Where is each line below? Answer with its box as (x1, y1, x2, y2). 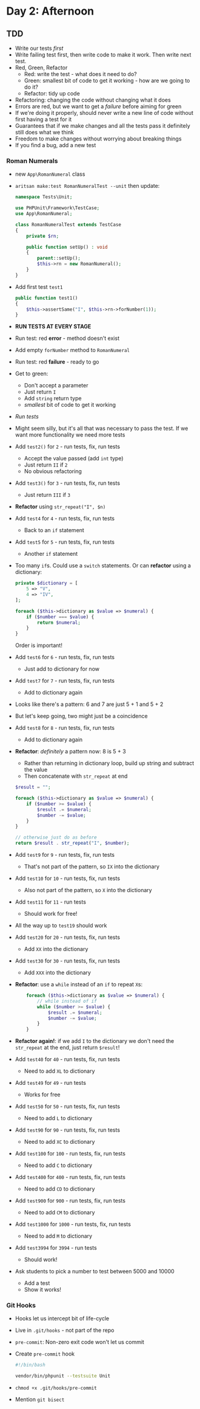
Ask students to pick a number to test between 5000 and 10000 (15, 1268, 175, 1275)
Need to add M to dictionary (24, 1233, 93, 1240)
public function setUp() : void (26, 244, 108, 250)
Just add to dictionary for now (24, 665, 100, 673)
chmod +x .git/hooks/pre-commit (15, 1385, 97, 1391)
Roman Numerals (6, 156, 58, 165)
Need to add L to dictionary (24, 1115, 93, 1122)
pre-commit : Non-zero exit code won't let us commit (15, 1338, 144, 1346)
